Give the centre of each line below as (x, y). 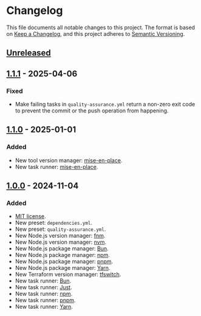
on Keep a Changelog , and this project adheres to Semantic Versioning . (96, 33)
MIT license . (30, 216)
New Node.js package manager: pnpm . (64, 261)
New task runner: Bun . (43, 281)
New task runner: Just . (43, 287)
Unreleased (29, 53)
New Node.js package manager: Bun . (62, 249)
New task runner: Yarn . (44, 307)
